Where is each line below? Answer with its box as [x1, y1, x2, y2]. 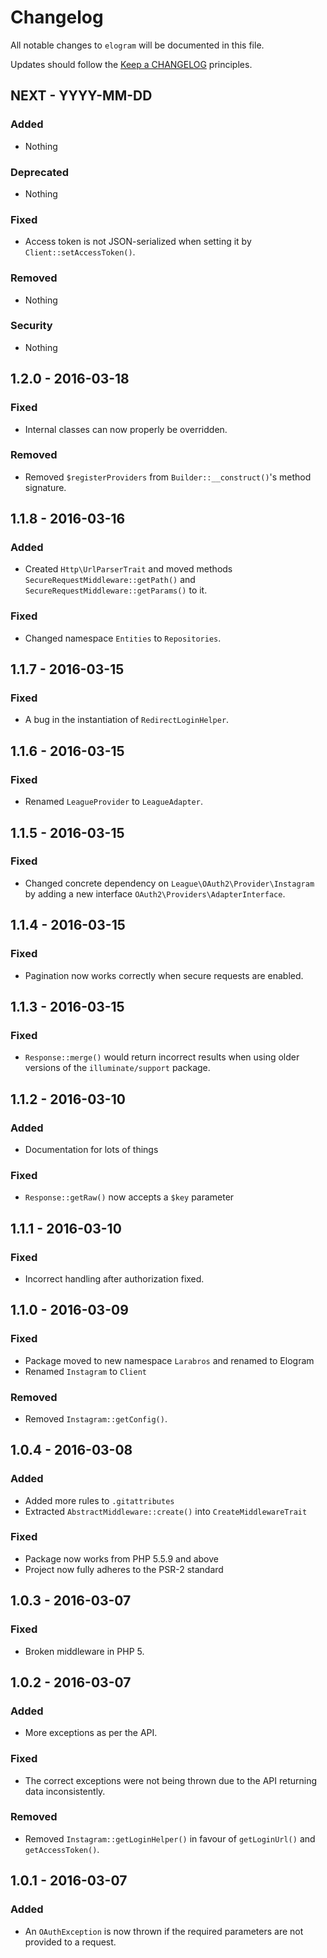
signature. [24, 481, 67, 493]
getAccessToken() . [24, 1843, 100, 1855]
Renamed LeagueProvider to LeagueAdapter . [24, 796, 203, 808]
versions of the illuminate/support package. [24, 1062, 211, 1074]
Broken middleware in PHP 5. [24, 1645, 145, 1657]
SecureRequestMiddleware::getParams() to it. [24, 584, 208, 596]
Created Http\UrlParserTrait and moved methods [24, 563, 233, 575]
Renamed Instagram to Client [24, 1365, 147, 1377]
